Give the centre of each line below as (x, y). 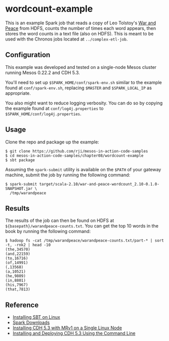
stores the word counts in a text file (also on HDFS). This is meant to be (79, 33)
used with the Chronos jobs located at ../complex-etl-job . (67, 39)
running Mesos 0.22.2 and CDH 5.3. (43, 72)
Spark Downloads (31, 323)
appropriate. (18, 93)
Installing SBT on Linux (36, 317)
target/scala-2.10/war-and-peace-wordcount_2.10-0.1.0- (99, 184)
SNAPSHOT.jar (19, 188)
